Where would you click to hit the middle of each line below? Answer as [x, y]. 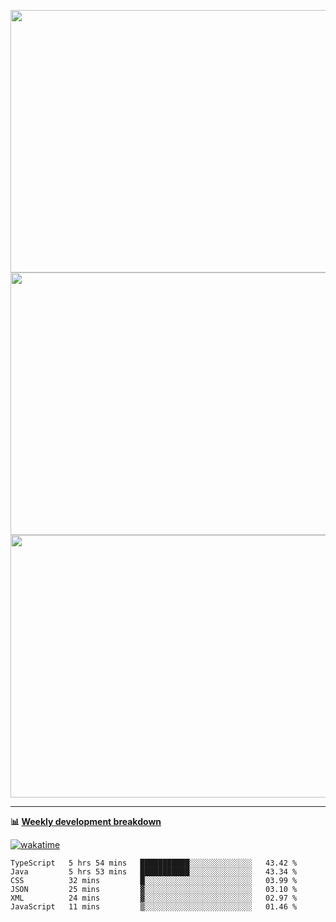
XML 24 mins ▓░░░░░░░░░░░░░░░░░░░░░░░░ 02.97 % [154, 898]
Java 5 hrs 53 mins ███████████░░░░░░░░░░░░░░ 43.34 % [154, 872]
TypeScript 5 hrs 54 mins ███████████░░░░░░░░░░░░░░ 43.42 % [154, 863]
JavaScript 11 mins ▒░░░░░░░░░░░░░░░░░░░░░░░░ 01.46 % [154, 907]
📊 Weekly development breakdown [86, 821]
